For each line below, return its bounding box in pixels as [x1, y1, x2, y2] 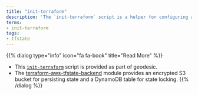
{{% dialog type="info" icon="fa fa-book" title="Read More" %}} [6, 52, 163, 59]
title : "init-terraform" [6, 8, 67, 15]
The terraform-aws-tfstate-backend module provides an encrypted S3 [14, 70, 186, 76]
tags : [6, 30, 19, 36]
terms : [6, 19, 22, 25]
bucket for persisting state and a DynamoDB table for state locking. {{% [14, 76, 189, 83]
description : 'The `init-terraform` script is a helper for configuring [6, 14, 189, 20]
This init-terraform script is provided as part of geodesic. [14, 63, 158, 70]
